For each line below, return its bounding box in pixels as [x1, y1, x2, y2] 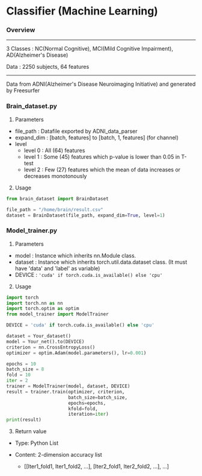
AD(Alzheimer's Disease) [6, 51, 69, 59]
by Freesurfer [6, 87, 40, 94]
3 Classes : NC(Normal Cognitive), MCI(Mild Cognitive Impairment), [6, 45, 173, 52]
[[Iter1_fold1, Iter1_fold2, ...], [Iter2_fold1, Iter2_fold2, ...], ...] [23, 463, 170, 470]
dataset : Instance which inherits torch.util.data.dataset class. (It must [14, 258, 188, 265]
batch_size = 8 [6, 366, 44, 372]
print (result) [6, 417, 42, 423]
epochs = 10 [6, 361, 36, 367]
